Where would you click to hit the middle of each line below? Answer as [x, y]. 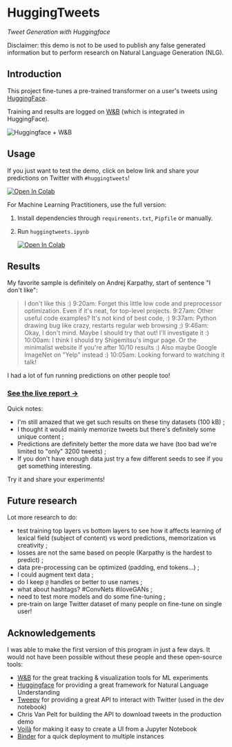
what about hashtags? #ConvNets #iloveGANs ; [85, 589]
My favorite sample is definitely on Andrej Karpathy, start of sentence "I [109, 283]
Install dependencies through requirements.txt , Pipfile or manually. [115, 218]
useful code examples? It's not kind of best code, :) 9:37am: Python [120, 318]
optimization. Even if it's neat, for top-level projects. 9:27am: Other [119, 311]
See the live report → [43, 393]
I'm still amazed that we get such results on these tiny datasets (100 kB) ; [121, 421]
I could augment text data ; [55, 575]
